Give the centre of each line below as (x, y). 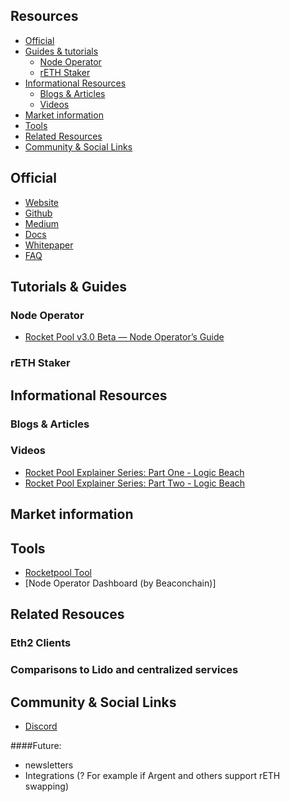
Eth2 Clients (41, 643)
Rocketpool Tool (58, 573)
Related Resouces (67, 614)
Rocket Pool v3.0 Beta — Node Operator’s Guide (124, 337)
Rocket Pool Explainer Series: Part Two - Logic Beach (135, 483)
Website (42, 202)
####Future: (36, 746)
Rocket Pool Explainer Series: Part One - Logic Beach (134, 472)
